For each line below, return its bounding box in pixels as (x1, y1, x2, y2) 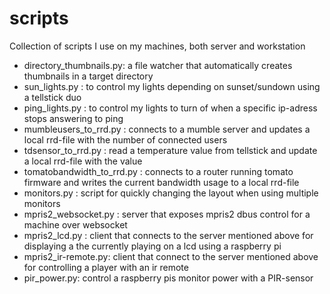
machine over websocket (23, 218, 128, 231)
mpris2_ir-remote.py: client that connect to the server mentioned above (23, 250, 319, 262)
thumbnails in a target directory (23, 70, 154, 82)
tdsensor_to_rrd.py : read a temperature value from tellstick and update (23, 144, 318, 156)
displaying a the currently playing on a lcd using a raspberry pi (23, 240, 282, 252)
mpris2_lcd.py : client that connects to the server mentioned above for (23, 229, 314, 241)
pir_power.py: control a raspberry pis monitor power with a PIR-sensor (23, 272, 314, 284)
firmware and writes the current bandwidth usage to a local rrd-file (23, 176, 300, 188)
